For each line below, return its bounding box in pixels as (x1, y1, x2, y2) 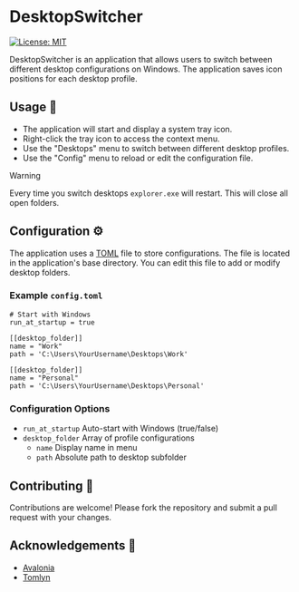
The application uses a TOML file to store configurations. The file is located (9, 247, 291, 258)
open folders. (9, 197, 60, 208)
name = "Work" (9, 342, 63, 351)
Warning (9, 170, 41, 180)
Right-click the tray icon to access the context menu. (22, 133, 220, 144)
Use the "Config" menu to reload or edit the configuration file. (22, 152, 254, 163)
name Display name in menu (35, 442, 138, 453)
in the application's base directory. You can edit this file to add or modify (9, 257, 281, 268)
